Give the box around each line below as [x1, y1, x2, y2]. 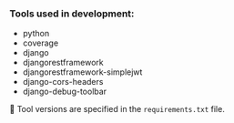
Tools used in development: [9, 7, 135, 20]
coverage [22, 37, 59, 48]
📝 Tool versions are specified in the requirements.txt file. [9, 104, 225, 115]
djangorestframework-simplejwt [22, 67, 143, 77]
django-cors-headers [22, 77, 104, 87]
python [22, 28, 50, 39]
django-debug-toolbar [22, 86, 107, 97]
